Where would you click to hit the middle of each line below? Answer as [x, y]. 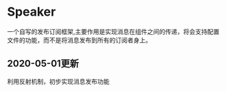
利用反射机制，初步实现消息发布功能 [58, 81]
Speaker [32, 12]
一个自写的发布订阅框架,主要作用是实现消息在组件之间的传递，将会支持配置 [113, 31]
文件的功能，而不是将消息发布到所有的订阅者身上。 [79, 40]
